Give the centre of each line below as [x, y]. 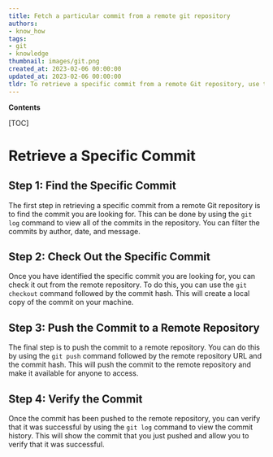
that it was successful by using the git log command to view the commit [131, 427]
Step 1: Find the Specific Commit [92, 186]
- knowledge [28, 54]
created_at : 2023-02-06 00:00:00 [65, 69]
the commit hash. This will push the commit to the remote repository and [130, 365]
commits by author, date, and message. [74, 231]
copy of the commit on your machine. [71, 302]
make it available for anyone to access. [74, 373]
